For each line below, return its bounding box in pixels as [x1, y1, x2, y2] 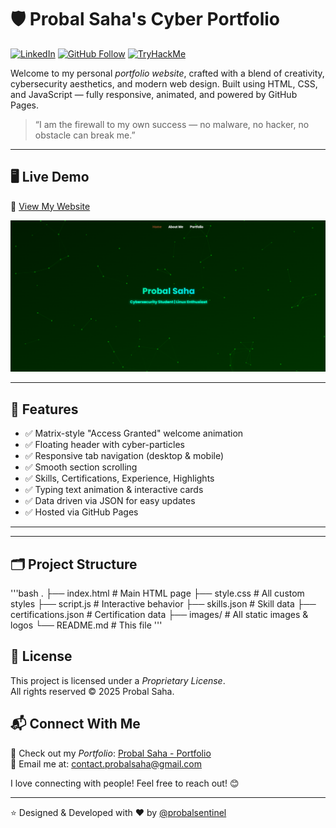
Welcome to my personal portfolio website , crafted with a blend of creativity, [10, 67, 325, 79]
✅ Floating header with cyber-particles [24, 439, 185, 451]
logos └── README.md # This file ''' [10, 619, 163, 631]
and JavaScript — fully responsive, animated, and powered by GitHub [10, 88, 298, 100]
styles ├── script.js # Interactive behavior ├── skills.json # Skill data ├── [10, 598, 317, 610]
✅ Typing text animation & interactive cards [24, 484, 204, 496]
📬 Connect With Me [10, 716, 141, 733]
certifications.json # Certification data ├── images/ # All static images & [10, 609, 309, 621]
